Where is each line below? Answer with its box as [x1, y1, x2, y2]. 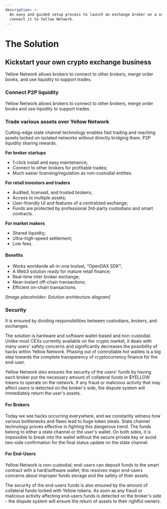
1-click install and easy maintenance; [12, 159, 88, 165]
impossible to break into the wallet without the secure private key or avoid [5, 434, 157, 440]
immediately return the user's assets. [5, 390, 81, 396]
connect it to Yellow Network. [9, 16, 75, 21]
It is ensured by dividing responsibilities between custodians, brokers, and [5, 318, 157, 324]
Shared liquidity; [12, 230, 46, 236]
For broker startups [5, 149, 46, 155]
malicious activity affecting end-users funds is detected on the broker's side [5, 493, 162, 499]
